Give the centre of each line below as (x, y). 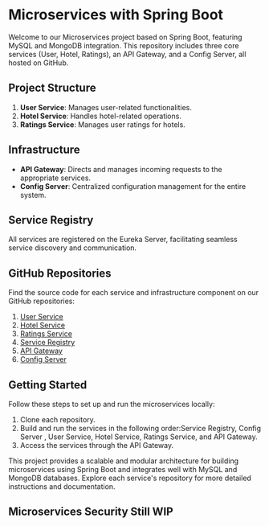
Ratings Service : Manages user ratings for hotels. (103, 124)
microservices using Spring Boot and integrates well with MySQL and (123, 469)
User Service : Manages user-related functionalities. (106, 107)
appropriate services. (55, 178)
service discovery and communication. (73, 248)
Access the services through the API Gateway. (97, 445)
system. (33, 195)
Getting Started (48, 385)
